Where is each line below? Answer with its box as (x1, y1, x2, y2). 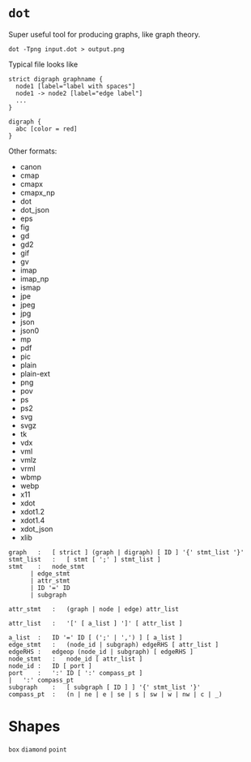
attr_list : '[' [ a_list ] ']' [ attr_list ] (8, 619, 183, 627)
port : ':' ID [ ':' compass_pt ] (8, 669, 143, 677)
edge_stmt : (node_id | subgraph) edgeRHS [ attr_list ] (8, 640, 219, 648)
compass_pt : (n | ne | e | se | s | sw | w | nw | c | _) (8, 690, 223, 699)
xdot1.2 (19, 506, 45, 516)
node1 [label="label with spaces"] (15, 82, 136, 90)
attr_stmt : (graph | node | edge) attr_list (8, 605, 180, 613)
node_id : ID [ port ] (8, 661, 92, 670)
